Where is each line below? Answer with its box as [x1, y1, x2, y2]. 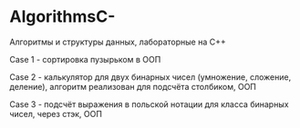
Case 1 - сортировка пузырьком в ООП [9, 54, 161, 64]
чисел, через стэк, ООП [9, 108, 103, 119]
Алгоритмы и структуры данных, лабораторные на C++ [9, 36, 226, 47]
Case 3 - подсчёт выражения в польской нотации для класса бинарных [9, 98, 289, 110]
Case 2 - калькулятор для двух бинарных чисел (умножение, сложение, [9, 71, 292, 83]
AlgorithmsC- [9, 6, 116, 27]
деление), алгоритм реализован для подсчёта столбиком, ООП [9, 81, 257, 92]
